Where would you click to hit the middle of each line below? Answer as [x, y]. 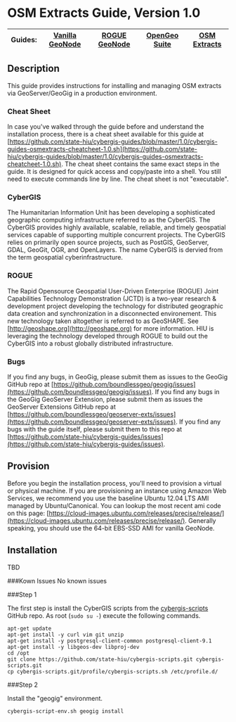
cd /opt [19, 653]
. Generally [201, 520]
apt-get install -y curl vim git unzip [66, 635]
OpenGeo [163, 35]
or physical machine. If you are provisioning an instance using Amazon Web [117, 490]
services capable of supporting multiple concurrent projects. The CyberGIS [117, 235]
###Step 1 [22, 594]
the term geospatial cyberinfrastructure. [65, 258]
